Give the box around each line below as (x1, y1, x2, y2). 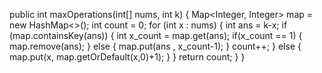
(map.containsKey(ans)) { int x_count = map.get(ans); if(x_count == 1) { (9, 30, 303, 41)
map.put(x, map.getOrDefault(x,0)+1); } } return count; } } (9, 51, 246, 63)
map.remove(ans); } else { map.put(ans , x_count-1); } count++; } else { (9, 40, 302, 52)
